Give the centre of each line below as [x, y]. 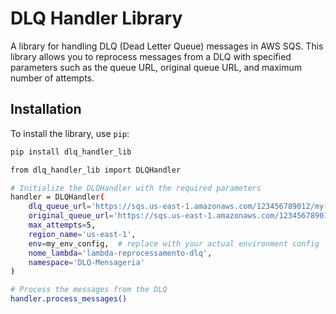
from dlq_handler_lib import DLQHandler [96, 170]
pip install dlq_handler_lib [71, 152]
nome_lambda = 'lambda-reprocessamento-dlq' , [120, 253]
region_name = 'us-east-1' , [82, 234]
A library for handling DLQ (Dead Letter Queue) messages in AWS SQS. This [167, 46]
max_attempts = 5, [62, 225]
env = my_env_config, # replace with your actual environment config [174, 243]
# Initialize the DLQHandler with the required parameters [136, 188]
